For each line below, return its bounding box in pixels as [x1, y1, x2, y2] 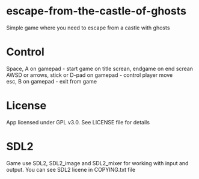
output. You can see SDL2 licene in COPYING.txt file [6, 166, 136, 173]
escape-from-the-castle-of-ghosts [6, 4, 186, 18]
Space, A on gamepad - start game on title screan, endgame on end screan [6, 65, 194, 72]
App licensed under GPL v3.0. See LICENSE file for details [6, 118, 150, 126]
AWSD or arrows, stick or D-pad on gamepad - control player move [6, 71, 173, 79]
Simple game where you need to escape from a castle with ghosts [6, 24, 170, 31]
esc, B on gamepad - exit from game [6, 77, 97, 85]
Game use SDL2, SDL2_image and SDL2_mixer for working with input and [6, 159, 189, 166]
